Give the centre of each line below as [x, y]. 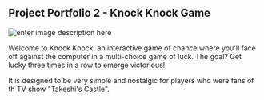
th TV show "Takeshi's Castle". [59, 89]
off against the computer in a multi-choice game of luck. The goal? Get [125, 56]
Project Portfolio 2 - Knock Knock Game [109, 13]
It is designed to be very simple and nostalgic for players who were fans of [131, 80]
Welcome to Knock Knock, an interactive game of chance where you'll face [132, 48]
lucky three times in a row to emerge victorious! [87, 65]
